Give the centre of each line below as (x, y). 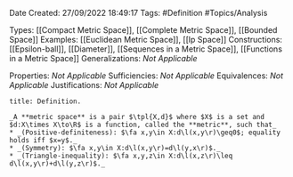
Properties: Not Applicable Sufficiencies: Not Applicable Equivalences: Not (146, 76)
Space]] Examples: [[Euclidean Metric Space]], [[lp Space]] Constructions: (146, 40)
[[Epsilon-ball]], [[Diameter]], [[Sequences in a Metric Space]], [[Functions (146, 49)
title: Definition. (45, 101)
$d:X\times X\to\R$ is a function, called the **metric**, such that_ (143, 125)
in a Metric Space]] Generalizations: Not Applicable (103, 58)
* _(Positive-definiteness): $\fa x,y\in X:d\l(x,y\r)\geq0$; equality (145, 133)
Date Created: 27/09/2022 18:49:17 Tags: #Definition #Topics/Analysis (138, 13)
